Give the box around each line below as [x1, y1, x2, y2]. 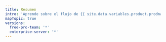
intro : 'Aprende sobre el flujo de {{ [5, 12, 85, 16]
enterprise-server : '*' [9, 29, 58, 34]
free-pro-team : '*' [9, 25, 50, 30]
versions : [5, 20, 26, 26]
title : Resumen [5, 7, 37, 12]
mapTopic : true [5, 16, 37, 21]
